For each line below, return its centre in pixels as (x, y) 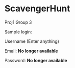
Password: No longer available (36, 60)
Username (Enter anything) (32, 41)
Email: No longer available (31, 51)
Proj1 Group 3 (18, 22)
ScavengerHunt (37, 9)
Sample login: (18, 32)
